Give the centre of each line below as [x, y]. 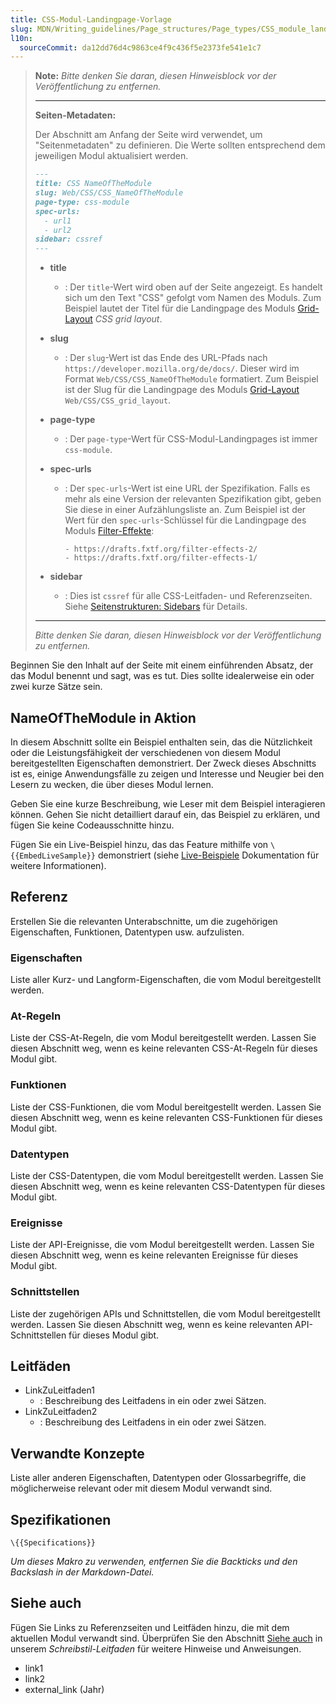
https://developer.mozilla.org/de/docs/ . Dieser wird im [182, 368]
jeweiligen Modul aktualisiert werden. [111, 156]
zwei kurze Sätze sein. [56, 687]
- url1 [58, 221]
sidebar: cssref [68, 239]
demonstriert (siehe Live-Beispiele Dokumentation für [208, 855]
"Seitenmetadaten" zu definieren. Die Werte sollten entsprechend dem [180, 145]
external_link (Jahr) [64, 1689]
